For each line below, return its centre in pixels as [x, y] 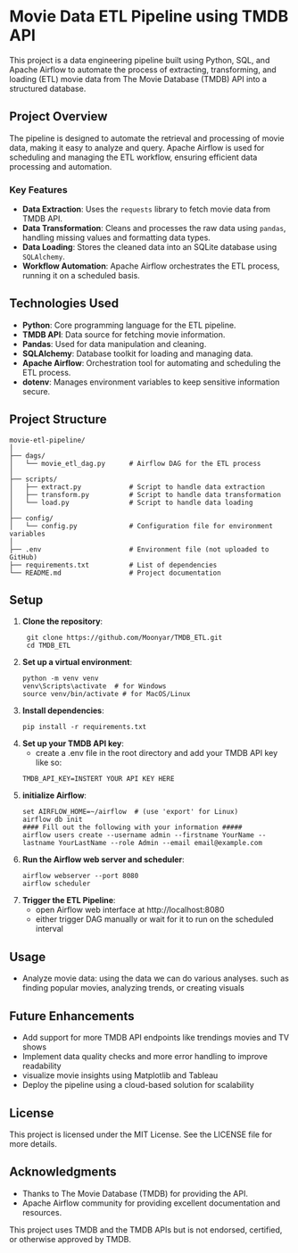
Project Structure [58, 420]
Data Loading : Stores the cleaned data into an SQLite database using [149, 247]
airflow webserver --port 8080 [80, 876]
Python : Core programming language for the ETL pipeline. [129, 325]
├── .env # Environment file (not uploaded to [139, 549]
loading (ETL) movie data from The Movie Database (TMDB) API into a [138, 79]
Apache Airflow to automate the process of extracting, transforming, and [143, 70]
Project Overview [58, 116]
